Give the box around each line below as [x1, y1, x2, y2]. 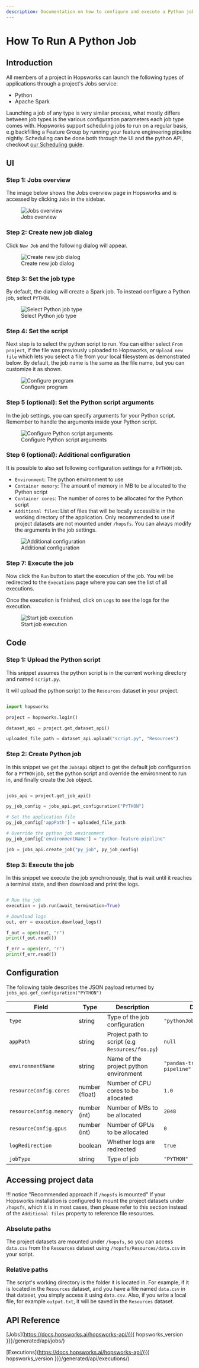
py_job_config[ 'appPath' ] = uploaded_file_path [6, 820, 126, 826]
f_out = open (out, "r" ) [6, 930, 65, 936]
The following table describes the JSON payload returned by [6, 984, 155, 991]
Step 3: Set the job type [6, 274, 75, 283]
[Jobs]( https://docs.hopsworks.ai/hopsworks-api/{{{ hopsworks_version [6, 1331, 184, 1338]
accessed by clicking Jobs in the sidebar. [6, 195, 105, 203]
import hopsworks [6, 703, 49, 710]
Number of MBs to [107, 1103, 158, 1111]
